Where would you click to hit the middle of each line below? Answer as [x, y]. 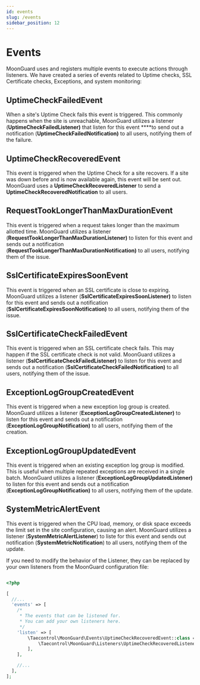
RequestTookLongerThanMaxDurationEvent [90, 211]
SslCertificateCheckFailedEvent [67, 334]
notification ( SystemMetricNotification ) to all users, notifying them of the [97, 543]
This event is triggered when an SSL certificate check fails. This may [90, 348]
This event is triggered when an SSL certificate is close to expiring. [88, 290]
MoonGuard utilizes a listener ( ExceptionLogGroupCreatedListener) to [93, 413]
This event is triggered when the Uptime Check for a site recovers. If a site [97, 173]
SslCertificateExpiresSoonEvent [67, 276]
